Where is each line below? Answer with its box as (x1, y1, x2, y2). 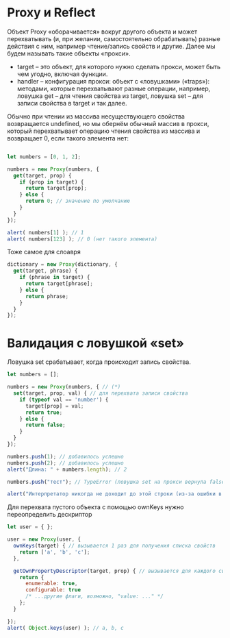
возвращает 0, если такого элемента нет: (7, 134, 129, 142)
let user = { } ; (7, 524, 53, 530)
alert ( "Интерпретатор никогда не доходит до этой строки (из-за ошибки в (7, 491, 222, 498)
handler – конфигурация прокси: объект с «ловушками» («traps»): (16, 77, 210, 85)
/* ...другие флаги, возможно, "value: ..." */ (25, 593, 164, 600)
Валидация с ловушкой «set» (7, 335, 185, 351)
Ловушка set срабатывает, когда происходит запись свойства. (7, 358, 192, 366)
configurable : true (25, 587, 81, 593)
